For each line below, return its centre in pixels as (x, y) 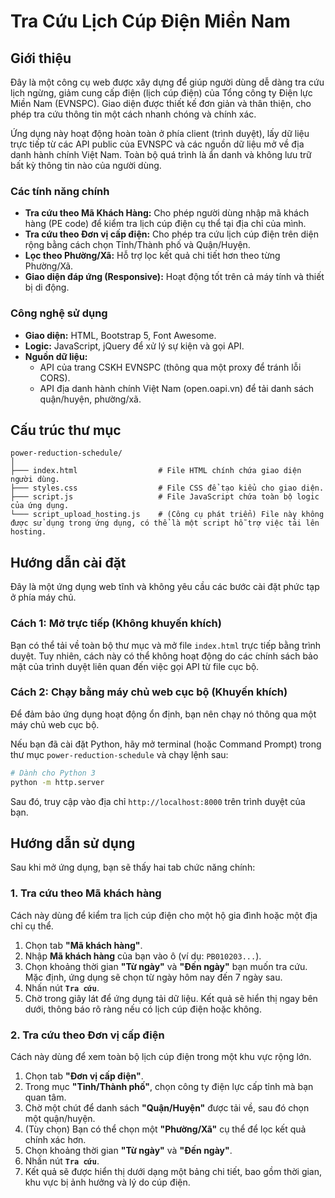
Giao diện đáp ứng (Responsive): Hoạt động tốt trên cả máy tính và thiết (174, 277)
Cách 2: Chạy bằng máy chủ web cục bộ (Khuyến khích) (149, 692)
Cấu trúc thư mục (66, 430)
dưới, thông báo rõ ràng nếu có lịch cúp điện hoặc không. (143, 1009)
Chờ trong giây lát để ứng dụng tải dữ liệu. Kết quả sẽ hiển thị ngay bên (171, 998)
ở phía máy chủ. (43, 597)
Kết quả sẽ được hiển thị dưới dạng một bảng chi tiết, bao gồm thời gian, (173, 1171)
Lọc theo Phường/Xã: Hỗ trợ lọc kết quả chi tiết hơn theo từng (152, 256)
